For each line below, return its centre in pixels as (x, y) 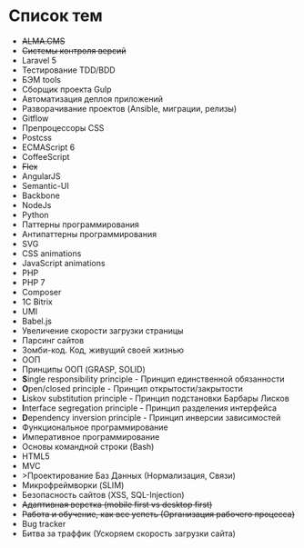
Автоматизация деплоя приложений (92, 99)
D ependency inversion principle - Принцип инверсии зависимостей (151, 417)
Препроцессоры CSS (63, 127)
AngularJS (41, 176)
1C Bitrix (37, 302)
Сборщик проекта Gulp (66, 89)
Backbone (41, 195)
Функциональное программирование (95, 427)
